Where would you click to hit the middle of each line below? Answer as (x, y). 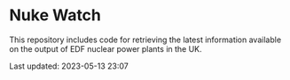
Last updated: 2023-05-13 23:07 (69, 66)
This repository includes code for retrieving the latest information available (145, 40)
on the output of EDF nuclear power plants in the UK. (106, 48)
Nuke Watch (55, 15)
